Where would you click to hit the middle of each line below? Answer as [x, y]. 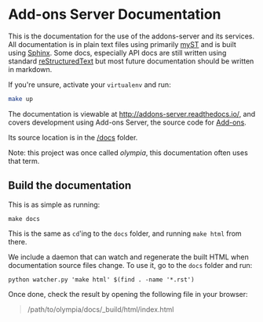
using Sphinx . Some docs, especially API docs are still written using [117, 52]
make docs [24, 219]
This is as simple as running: [54, 204]
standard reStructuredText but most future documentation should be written [131, 61]
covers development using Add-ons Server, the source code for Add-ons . [128, 122]
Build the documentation [70, 186]
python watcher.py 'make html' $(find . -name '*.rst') [101, 280]
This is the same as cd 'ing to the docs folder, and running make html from [125, 233]
